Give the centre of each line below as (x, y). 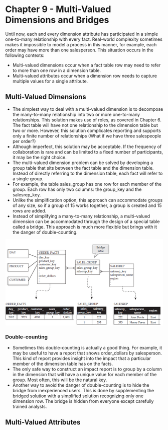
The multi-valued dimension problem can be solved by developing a (83, 163)
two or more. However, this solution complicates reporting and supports (87, 130)
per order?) (24, 141)
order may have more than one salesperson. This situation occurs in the (79, 50)
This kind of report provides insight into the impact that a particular (82, 358)
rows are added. (29, 210)
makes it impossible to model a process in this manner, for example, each (81, 44)
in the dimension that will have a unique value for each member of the (85, 374)
